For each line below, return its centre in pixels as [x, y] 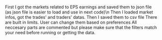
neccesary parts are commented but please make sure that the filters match [81, 27]
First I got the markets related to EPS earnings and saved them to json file [78, 7]
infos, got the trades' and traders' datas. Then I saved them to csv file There [81, 17]
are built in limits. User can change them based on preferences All [71, 22]
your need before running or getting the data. [50, 33]
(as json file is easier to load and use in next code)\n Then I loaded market [79, 12]
